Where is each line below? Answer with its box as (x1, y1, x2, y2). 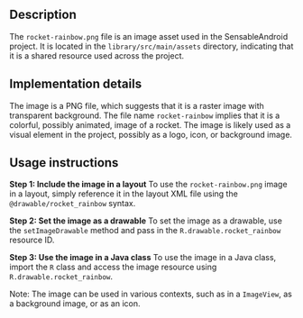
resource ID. (9, 234, 55, 246)
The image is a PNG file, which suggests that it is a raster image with (9, 100, 264, 111)
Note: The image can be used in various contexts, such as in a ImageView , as (9, 288, 293, 300)
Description (9, 7, 77, 23)
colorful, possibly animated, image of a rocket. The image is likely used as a (9, 119, 291, 130)
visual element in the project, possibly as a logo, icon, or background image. (9, 129, 293, 140)
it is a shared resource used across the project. (9, 50, 185, 61)
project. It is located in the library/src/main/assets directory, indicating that (9, 41, 294, 51)
